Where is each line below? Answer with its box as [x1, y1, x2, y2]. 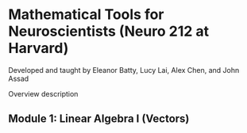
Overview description [8, 89, 79, 98]
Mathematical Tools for [8, 6, 164, 24]
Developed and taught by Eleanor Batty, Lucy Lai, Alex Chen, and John [8, 65, 240, 74]
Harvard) [8, 40, 69, 57]
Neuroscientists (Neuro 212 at [8, 22, 210, 40]
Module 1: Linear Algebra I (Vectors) [8, 112, 190, 126]
